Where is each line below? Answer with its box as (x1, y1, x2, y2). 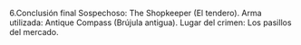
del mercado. (9, 27, 59, 37)
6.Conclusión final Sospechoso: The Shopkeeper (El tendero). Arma (9, 8, 262, 18)
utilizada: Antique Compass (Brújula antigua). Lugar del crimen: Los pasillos (9, 17, 292, 28)
